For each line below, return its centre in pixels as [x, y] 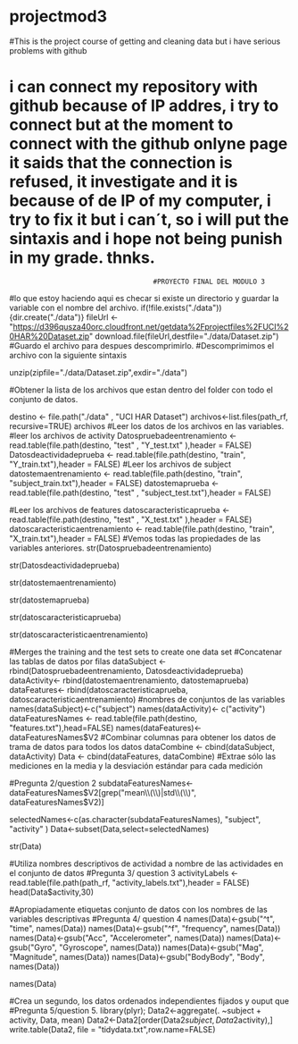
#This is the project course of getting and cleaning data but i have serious [145, 41]
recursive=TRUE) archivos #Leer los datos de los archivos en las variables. [147, 425]
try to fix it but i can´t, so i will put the [149, 220]
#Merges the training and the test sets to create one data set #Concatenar [146, 652]
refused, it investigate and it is [124, 182]
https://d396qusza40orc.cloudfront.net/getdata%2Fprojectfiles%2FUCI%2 [151, 326]
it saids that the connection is [121, 163]
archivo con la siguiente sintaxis [68, 355]
